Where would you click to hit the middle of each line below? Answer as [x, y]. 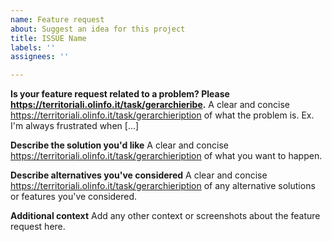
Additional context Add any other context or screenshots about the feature [165, 216]
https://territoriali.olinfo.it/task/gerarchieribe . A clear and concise [150, 105]
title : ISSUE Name [48, 38]
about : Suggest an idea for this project [98, 29]
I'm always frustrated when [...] [75, 126]
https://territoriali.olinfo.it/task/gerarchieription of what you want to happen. [166, 156]
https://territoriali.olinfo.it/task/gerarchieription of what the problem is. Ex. [162, 115]
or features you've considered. [74, 197]
